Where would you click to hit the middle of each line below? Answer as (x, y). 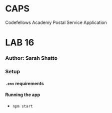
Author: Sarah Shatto (31, 58)
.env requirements (24, 83)
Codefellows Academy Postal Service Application (56, 22)
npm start (23, 106)
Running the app (23, 95)
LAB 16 (20, 43)
